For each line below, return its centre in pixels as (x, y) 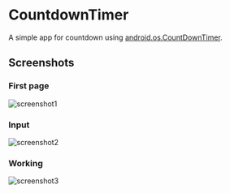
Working (26, 163)
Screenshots (41, 63)
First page (29, 86)
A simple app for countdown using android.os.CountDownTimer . (116, 37)
